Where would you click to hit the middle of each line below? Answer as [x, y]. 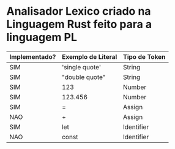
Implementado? [33, 56]
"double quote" [84, 77]
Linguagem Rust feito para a [79, 24]
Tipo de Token [144, 56]
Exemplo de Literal [90, 56]
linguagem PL [42, 37]
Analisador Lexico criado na [79, 11]
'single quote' [81, 67]
